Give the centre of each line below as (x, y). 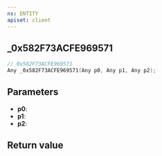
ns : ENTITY (23, 14)
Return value (35, 145)
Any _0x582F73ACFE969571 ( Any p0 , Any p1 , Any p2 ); (82, 71)
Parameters (33, 92)
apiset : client (29, 20)
